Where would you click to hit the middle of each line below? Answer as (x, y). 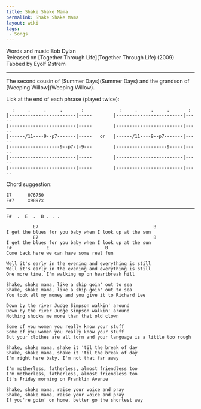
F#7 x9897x (25, 201)
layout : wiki (22, 23)
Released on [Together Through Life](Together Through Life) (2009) (90, 58)
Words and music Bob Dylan (41, 51)
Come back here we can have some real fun (60, 253)
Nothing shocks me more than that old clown (63, 316)
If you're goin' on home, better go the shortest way (75, 400)
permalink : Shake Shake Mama (42, 17)
